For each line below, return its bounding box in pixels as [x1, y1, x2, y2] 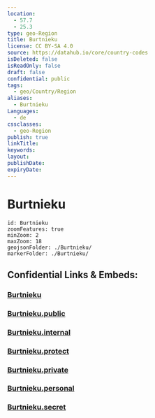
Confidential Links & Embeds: [7, 268, 138, 280]
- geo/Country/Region [13, 88, 77, 95]
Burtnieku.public [7, 308, 66, 318]
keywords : [7, 147, 36, 154]
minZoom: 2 [7, 231, 39, 238]
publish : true [7, 134, 49, 140]
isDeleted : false [7, 56, 58, 63]
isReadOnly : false [7, 62, 61, 69]
